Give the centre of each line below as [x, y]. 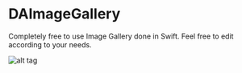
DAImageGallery [65, 14]
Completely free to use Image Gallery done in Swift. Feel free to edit [121, 36]
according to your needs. [50, 44]
